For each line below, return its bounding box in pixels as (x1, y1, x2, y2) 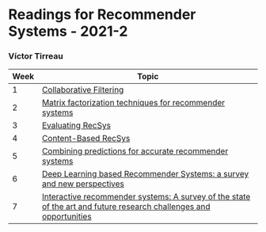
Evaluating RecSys (42, 120, 111, 131)
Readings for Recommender (8, 6, 196, 24)
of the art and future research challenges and (42, 201, 211, 212)
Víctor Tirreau (8, 51, 63, 62)
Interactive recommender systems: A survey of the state (42, 192, 251, 203)
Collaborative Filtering (42, 85, 124, 96)
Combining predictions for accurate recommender (42, 146, 229, 157)
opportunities (42, 211, 93, 222)
